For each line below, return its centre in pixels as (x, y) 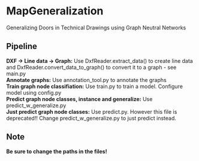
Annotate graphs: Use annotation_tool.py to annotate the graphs (86, 80)
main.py (16, 74)
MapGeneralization (55, 11)
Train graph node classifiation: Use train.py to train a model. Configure (94, 86)
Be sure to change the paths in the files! (57, 151)
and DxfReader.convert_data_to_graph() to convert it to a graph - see (91, 67)
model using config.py (34, 92)
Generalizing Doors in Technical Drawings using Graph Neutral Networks (96, 28)
